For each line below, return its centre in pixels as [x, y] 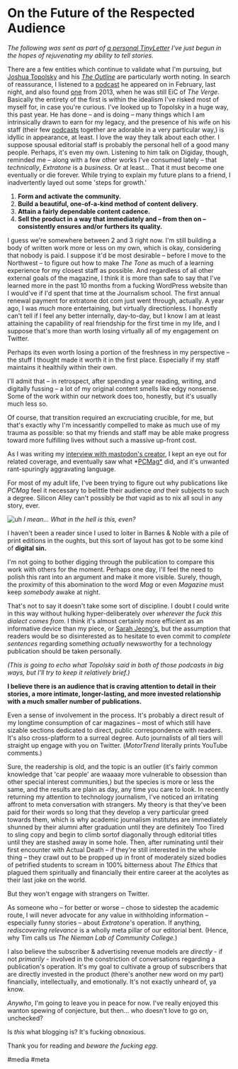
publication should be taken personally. [64, 651]
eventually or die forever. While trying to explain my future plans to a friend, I [119, 175]
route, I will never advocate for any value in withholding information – [108, 915]
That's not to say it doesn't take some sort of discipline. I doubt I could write [118, 606]
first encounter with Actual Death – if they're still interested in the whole [112, 849]
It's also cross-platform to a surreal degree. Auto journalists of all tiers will [115, 738]
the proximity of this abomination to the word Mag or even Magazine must [116, 584]
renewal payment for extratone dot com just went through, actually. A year [116, 301]
